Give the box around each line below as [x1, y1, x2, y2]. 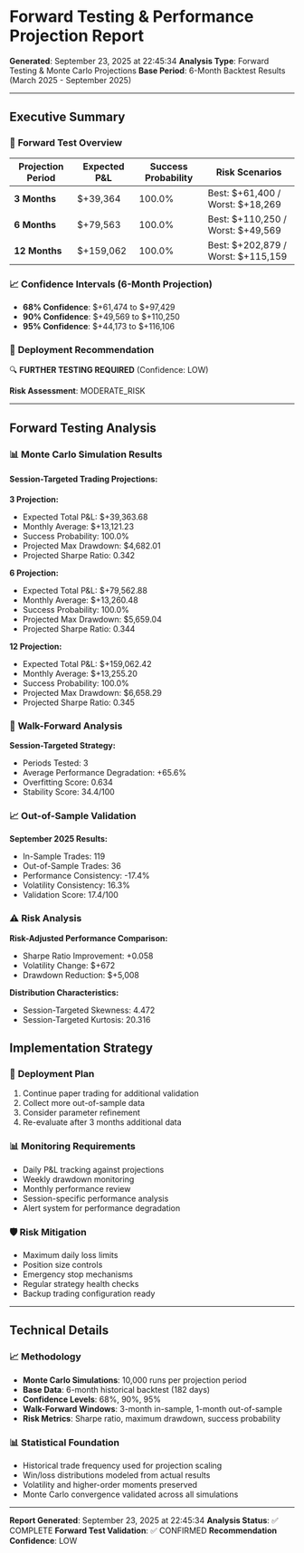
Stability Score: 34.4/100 [22, 786, 115, 797]
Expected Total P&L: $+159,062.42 [22, 658, 152, 669]
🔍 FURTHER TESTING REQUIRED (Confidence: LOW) [9, 365, 209, 376]
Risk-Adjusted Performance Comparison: [9, 932, 168, 943]
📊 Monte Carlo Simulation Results [9, 448, 163, 461]
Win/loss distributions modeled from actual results [22, 1469, 211, 1481]
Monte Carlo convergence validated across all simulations [22, 1489, 239, 1500]
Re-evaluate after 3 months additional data [22, 1117, 183, 1128]
